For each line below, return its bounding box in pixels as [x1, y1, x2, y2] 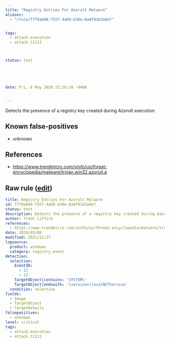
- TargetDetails [10, 306, 44, 311]
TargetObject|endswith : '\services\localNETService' [14, 282, 128, 287]
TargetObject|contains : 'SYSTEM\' [14, 277, 87, 283]
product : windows [10, 244, 47, 249]
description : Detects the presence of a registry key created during [5, 211, 155, 216]
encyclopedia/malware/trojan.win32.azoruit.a [12, 169, 107, 175]
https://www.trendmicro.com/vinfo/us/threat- [12, 164, 107, 170]
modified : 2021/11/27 [5, 235, 51, 240]
